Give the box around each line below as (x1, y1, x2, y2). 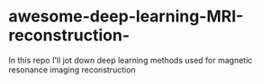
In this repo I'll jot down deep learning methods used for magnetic (8, 55, 253, 65)
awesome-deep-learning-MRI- (8, 6, 244, 27)
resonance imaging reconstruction (8, 64, 136, 75)
